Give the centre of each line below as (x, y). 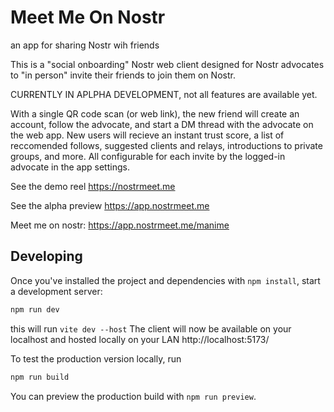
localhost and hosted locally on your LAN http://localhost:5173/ (140, 339)
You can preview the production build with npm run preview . (133, 396)
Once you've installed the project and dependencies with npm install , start (165, 280)
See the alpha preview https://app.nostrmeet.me (110, 205)
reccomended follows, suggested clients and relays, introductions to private (166, 145)
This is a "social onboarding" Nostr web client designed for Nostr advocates (167, 64)
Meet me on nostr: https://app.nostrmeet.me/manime (120, 225)
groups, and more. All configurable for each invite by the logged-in (148, 156)
